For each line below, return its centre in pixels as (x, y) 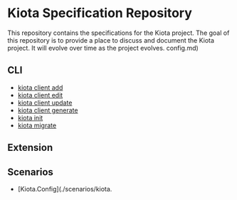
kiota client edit (40, 95)
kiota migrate (37, 125)
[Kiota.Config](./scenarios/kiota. (65, 189)
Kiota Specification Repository (100, 13)
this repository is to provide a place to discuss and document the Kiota (111, 40)
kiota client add (40, 88)
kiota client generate (48, 110)
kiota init (30, 117)
